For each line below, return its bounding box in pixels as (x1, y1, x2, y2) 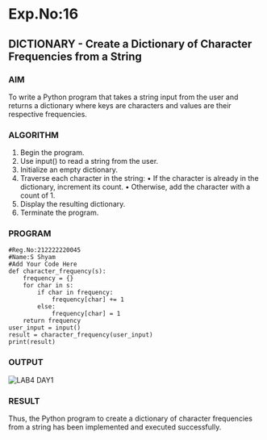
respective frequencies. (8, 109, 87, 119)
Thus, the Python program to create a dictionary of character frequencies (8, 413, 252, 424)
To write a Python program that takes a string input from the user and (8, 92, 239, 102)
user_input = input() (8, 324, 81, 332)
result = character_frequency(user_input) (8, 331, 153, 339)
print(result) (8, 338, 56, 346)
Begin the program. (19, 148, 85, 157)
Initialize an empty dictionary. (19, 165, 119, 174)
